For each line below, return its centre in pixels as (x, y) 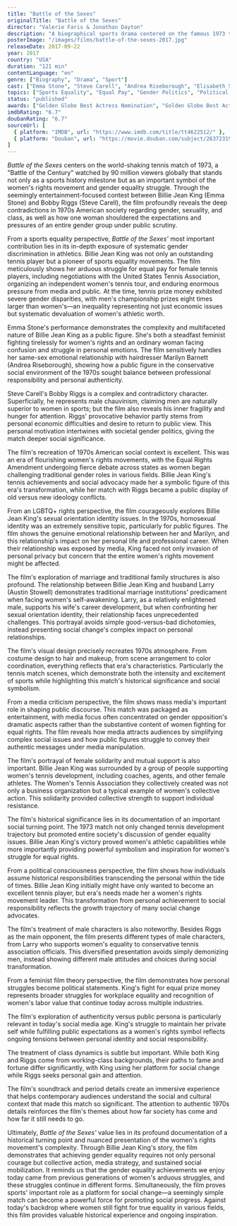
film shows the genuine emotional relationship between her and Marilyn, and (119, 534)
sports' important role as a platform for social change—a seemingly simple (116, 1193)
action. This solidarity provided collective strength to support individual (110, 798)
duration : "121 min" (38, 66)
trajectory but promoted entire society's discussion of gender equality (109, 834)
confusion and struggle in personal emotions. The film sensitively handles (115, 350)
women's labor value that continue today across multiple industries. (106, 1003)
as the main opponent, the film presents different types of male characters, (116, 937)
